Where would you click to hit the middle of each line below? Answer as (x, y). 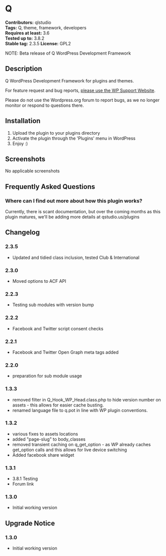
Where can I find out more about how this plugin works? (74, 201)
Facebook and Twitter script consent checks (58, 328)
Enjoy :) (20, 143)
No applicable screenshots (32, 171)
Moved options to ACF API (39, 281)
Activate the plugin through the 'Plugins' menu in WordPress (74, 138)
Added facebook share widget (43, 455)
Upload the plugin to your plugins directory (56, 133)
